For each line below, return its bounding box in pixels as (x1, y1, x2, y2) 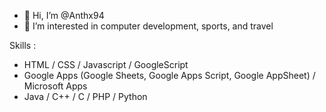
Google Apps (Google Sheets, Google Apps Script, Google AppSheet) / (23, 70, 316, 81)
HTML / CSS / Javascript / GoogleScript (23, 59, 189, 70)
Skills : (9, 40, 37, 51)
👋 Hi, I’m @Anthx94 (23, 10, 105, 21)
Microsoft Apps (23, 80, 88, 92)
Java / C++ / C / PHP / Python (23, 91, 148, 102)
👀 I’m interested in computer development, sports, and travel (23, 20, 274, 32)
